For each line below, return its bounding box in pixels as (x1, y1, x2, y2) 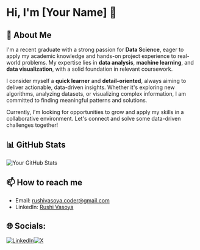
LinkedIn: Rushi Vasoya (15, 203, 74, 210)
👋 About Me (6, 30, 52, 40)
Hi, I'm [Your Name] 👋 (6, 5, 117, 20)
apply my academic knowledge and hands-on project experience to (6, 52, 177, 60)
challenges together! (6, 121, 59, 129)
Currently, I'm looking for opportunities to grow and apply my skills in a (6, 109, 184, 115)
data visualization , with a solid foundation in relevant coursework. (6, 65, 173, 73)
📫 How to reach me (6, 177, 83, 188)
